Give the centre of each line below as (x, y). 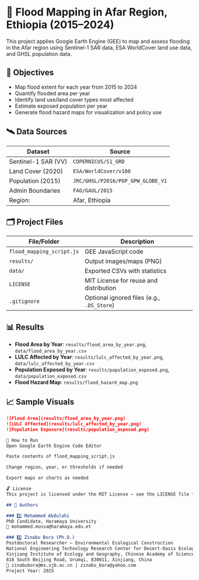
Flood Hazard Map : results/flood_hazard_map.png (76, 383)
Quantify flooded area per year (52, 93)
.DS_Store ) (100, 305)
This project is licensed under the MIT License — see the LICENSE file (98, 494)
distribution (101, 288)
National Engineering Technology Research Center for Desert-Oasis (91, 548)
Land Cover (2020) (36, 171)
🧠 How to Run (22, 440)
